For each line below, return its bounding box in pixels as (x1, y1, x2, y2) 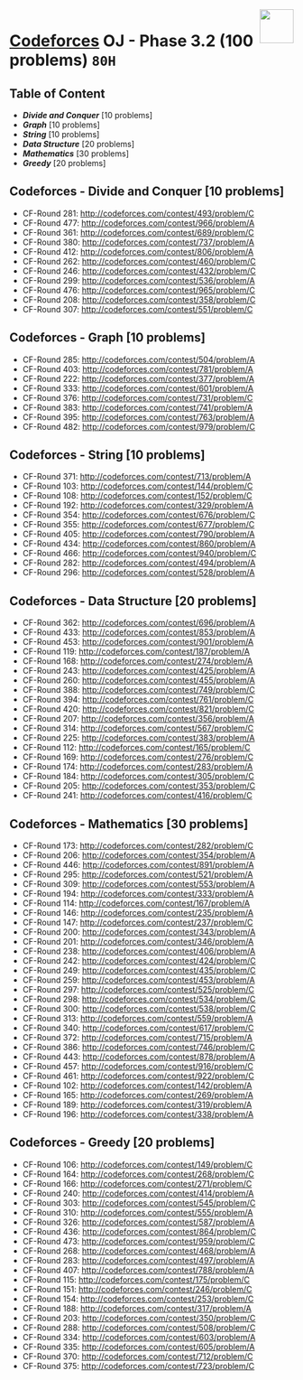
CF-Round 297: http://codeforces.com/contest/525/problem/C (22, 984, 255, 995)
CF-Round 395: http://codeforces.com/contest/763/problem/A (22, 411, 255, 423)
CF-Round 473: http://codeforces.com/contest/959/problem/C (22, 1235, 255, 1246)
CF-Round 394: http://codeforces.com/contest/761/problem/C (22, 695, 254, 705)
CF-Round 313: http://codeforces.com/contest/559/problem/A (22, 1013, 254, 1024)
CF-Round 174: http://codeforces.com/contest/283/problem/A (22, 761, 253, 772)
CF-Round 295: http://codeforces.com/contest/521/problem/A (22, 869, 253, 880)
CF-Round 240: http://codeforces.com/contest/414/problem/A (22, 1188, 254, 1198)
